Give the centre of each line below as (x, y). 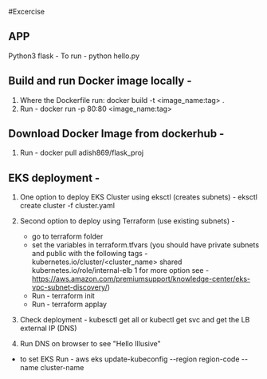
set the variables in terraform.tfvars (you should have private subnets (145, 245)
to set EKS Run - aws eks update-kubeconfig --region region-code (130, 359)
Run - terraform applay (69, 304)
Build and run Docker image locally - (100, 81)
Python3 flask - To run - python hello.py (74, 56)
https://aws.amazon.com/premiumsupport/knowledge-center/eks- (141, 279)
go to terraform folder (67, 237)
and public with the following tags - (90, 254)
